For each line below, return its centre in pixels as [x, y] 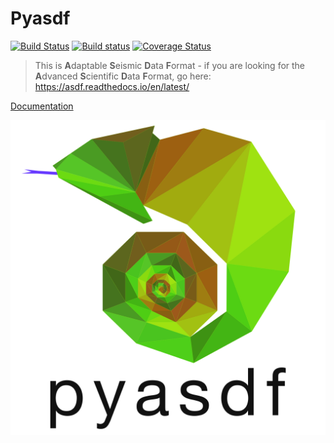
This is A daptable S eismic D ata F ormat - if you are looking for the [170, 65]
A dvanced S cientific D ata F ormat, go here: [123, 76]
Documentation [42, 106]
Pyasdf [40, 18]
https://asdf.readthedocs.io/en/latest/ [112, 86]
